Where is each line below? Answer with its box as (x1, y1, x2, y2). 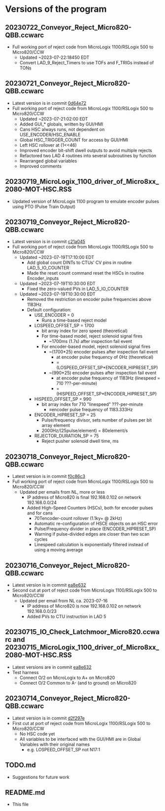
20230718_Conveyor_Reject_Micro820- (5, 452, 131, 461)
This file (12, 802, 29, 808)
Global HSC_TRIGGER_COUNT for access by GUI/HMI (19, 137, 128, 143)
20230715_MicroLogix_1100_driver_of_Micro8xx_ (5, 643, 159, 652)
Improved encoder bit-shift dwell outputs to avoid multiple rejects (19, 147, 152, 153)
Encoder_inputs (27, 275, 59, 281)
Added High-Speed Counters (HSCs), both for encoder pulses (27, 505, 154, 511)
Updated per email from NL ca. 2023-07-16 (19, 598, 108, 604)
